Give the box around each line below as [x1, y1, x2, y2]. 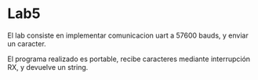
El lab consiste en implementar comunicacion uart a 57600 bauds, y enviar [7, 31, 249, 40]
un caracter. [7, 38, 46, 48]
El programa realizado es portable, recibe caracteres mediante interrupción [7, 54, 251, 64]
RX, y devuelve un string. [7, 62, 89, 71]
